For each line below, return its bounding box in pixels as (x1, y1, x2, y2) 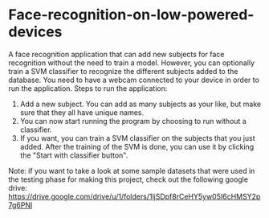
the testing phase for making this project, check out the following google (8, 175, 249, 184)
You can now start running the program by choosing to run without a (19, 116, 247, 125)
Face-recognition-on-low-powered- (8, 6, 255, 24)
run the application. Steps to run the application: (8, 83, 168, 93)
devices (8, 23, 63, 41)
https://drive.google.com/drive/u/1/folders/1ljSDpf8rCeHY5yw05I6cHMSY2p (8, 191, 261, 201)
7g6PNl (8, 199, 33, 210)
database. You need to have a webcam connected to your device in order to (8, 75, 259, 84)
